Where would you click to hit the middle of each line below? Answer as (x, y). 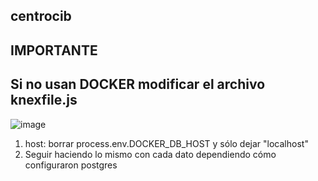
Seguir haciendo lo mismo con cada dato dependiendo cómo (150, 154)
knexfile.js (44, 100)
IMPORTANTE (54, 50)
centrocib (41, 16)
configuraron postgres (71, 165)
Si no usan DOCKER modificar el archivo (138, 84)
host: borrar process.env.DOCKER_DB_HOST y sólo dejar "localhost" (166, 143)
